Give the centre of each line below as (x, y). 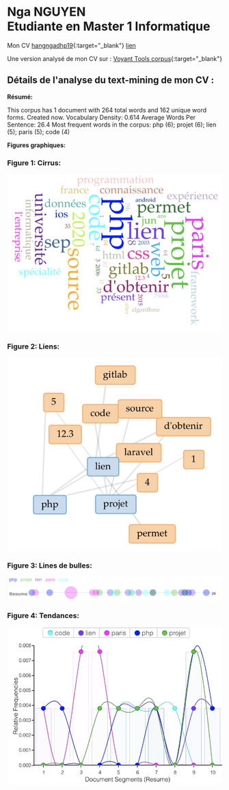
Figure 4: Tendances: (43, 615)
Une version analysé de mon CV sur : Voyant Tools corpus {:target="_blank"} (115, 58)
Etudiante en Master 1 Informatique (109, 26)
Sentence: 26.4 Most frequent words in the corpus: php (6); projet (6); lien (112, 125)
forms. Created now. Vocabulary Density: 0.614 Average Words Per (102, 117)
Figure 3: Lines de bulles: (50, 565)
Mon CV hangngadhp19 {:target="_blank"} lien (72, 45)
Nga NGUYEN (46, 12)
